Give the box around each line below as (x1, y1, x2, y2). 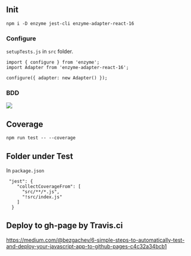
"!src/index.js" (21, 194, 62, 200)
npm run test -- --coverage (6, 135, 76, 141)
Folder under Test (6, 151, 73, 161)
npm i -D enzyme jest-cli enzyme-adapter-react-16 (6, 20, 134, 26)
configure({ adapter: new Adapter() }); (6, 75, 108, 81)
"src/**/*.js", (21, 189, 60, 195)
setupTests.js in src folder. (6, 48, 73, 55)
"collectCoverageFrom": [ (17, 184, 82, 190)
